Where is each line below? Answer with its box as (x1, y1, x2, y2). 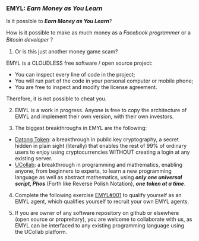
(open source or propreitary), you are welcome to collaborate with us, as (14, 215, 192, 223)
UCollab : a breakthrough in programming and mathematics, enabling (14, 161, 183, 169)
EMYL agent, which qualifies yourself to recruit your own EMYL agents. (14, 198, 189, 205)
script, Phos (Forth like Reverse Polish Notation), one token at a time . (14, 180, 186, 188)
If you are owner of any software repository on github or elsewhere (14, 210, 179, 217)
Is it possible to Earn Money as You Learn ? (6, 18, 112, 25)
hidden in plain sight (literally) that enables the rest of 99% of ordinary (14, 142, 187, 150)
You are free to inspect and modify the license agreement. (14, 84, 157, 91)
